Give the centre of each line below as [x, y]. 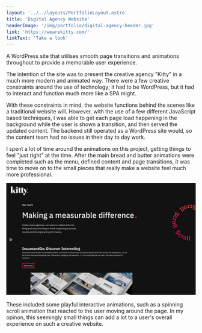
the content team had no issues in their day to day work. [76, 137]
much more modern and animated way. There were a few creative [88, 81]
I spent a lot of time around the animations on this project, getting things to [99, 149]
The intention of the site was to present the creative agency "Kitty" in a [94, 74]
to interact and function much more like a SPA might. [71, 94]
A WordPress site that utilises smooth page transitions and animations [93, 56]
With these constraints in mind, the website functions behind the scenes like [101, 105]
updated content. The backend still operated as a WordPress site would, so [99, 131]
